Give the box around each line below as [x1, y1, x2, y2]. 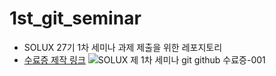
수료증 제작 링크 [23, 53, 86, 66]
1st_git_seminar [9, 7, 142, 30]
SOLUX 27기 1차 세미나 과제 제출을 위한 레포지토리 [23, 41, 223, 53]
